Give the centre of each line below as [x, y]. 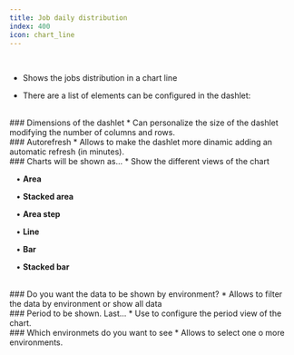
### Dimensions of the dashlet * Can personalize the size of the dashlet [144, 123]
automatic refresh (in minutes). [67, 152]
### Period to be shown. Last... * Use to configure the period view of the [146, 313]
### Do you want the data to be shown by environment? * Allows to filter [146, 294]
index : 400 [30, 26]
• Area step [38, 214]
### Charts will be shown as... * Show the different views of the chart [140, 162]
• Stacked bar [43, 267]
